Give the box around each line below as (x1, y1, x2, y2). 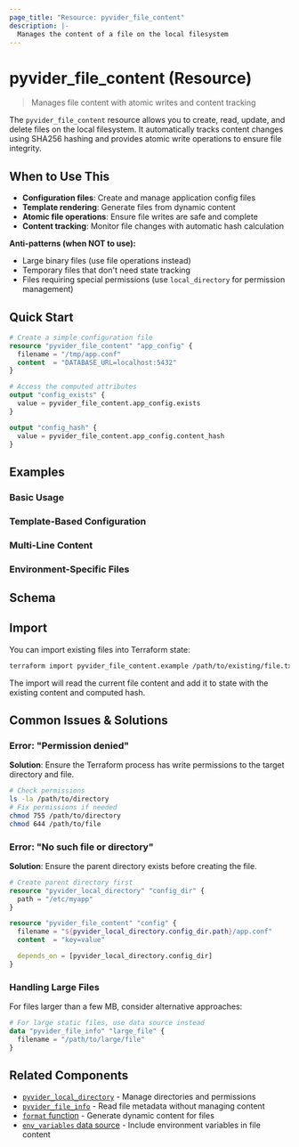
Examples (9, 464, 65, 479)
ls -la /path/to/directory (9, 794, 109, 804)
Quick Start (9, 309, 74, 325)
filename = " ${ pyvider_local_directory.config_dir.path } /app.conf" (17, 927, 273, 936)
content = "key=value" (17, 936, 105, 945)
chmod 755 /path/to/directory (9, 811, 122, 820)
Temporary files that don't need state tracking (21, 264, 191, 276)
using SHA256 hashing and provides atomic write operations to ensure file (9, 134, 282, 144)
